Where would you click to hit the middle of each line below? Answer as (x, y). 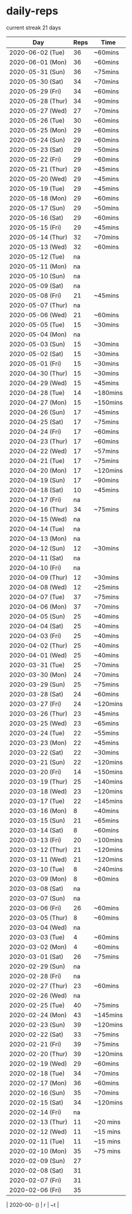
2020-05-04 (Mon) (38, 334)
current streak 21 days (34, 28)
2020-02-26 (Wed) (38, 996)
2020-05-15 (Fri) (35, 227)
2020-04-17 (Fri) (35, 500)
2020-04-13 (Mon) (38, 538)
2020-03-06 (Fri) (35, 908)
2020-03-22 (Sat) (36, 752)
